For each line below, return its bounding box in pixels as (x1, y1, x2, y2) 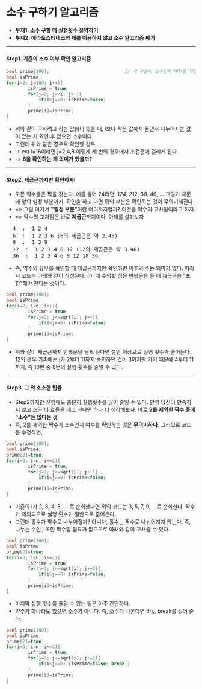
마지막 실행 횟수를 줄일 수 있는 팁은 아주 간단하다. (14, 600, 130, 607)
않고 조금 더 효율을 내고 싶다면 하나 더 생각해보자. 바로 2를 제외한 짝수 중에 (21, 406, 195, 414)
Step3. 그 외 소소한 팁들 (6, 384, 62, 391)
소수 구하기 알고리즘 (6, 5, 99, 19)
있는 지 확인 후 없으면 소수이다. (21, 133, 94, 140)
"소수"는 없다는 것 (14, 414, 58, 421)
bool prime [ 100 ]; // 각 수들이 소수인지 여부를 (6, 69, 186, 75)
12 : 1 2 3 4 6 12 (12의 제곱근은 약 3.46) (12, 246, 140, 253)
